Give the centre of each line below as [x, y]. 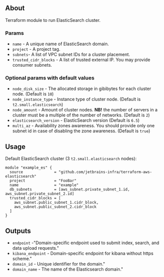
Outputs [18, 231]
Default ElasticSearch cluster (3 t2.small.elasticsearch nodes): [71, 159]
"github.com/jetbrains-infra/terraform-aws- [105, 172]
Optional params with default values [50, 78]
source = [33, 172]
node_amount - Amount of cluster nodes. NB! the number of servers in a [85, 110]
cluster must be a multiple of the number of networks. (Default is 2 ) [81, 115]
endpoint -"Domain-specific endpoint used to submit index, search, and [86, 243]
